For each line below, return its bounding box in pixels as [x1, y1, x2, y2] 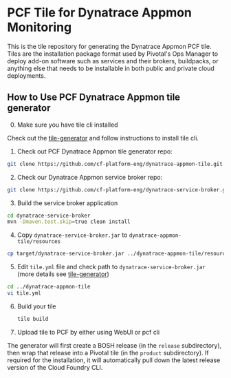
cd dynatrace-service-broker [7, 212, 91, 219]
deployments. [7, 71, 46, 80]
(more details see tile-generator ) [16, 270, 110, 278]
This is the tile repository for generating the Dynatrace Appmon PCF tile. [7, 42, 212, 50]
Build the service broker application [16, 198, 118, 207]
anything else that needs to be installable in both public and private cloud [7, 64, 214, 72]
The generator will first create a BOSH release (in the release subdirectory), [7, 341, 222, 349]
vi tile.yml [7, 290, 41, 297]
